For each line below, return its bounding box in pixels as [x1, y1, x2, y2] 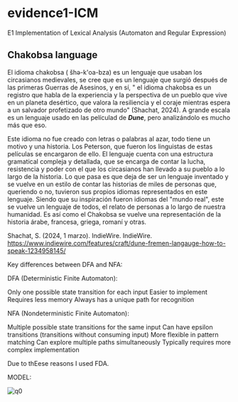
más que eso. [7, 121, 48, 129]
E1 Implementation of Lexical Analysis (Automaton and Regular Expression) [7, 28, 227, 37]
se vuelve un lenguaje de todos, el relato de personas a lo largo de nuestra [7, 202, 226, 211]
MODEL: [7, 373, 32, 381]
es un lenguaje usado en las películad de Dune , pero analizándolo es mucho [7, 113, 231, 121]
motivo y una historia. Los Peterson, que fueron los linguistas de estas [7, 142, 213, 151]
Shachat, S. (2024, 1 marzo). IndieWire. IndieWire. [7, 231, 153, 239]
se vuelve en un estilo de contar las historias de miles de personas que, [7, 180, 217, 188]
